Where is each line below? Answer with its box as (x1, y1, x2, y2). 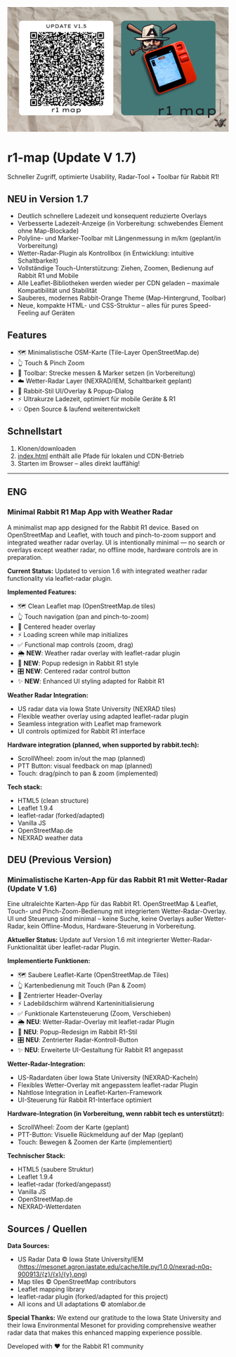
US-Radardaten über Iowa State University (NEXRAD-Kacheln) (17, 1073, 199, 1082)
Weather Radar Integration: (7, 690, 89, 699)
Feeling (17, 309, 39, 317)
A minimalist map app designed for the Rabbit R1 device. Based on (7, 523, 199, 532)
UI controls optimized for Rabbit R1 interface (17, 727, 145, 735)
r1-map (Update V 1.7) (7, 150, 137, 165)
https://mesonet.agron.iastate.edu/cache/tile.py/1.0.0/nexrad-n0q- (20, 1263, 213, 1271)
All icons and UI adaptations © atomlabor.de (17, 1300, 146, 1309)
